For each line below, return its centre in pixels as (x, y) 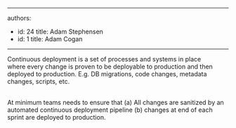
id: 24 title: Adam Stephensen (60, 31)
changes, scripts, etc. (39, 81)
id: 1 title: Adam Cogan (50, 39)
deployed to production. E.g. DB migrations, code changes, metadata (107, 74)
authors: (19, 18)
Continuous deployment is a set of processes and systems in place (104, 59)
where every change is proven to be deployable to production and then (110, 66)
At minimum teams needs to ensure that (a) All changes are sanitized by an (116, 102)
